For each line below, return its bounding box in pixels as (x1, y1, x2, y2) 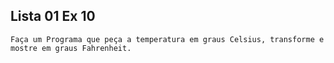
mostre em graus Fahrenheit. (10, 43, 132, 53)
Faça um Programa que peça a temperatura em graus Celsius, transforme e (10, 34, 325, 44)
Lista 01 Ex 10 (10, 8, 96, 25)
